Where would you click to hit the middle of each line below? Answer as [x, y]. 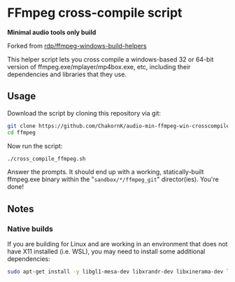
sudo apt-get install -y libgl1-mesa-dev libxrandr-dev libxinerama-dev [115, 272]
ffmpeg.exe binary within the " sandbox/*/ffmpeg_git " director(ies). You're [113, 179]
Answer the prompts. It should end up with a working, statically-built [106, 172]
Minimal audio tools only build [52, 32]
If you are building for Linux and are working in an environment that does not [117, 244]
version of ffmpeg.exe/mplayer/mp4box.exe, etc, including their [99, 66]
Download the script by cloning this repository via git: [84, 113]
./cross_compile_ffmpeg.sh [47, 159]
